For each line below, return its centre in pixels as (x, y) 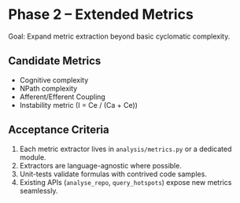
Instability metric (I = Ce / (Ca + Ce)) (78, 105)
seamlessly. (39, 190)
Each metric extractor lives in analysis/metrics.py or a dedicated (126, 149)
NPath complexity (48, 88)
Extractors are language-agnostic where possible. (101, 165)
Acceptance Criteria (59, 130)
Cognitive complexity (54, 79)
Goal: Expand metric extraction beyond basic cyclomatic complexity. (119, 36)
